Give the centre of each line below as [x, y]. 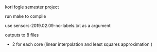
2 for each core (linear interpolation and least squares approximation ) [82, 44]
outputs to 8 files [22, 35]
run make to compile [26, 16]
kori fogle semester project [32, 7]
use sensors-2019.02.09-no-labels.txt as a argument [58, 26]
